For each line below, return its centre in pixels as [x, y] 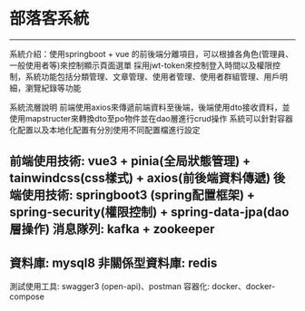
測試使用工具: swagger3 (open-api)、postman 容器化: [110, 287]
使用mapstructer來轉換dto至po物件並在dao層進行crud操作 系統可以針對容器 [151, 118]
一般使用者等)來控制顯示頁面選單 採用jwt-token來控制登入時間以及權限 [141, 65]
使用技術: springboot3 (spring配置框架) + [138, 195]
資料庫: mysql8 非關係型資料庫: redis [113, 262]
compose [27, 296]
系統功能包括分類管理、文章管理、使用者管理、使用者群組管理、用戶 [152, 76]
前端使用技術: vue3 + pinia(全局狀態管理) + [130, 161]
